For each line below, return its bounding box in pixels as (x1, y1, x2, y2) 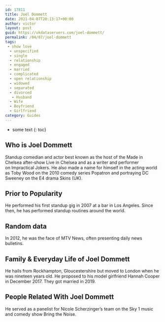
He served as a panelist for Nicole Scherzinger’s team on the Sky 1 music (5, 306, 154, 312)
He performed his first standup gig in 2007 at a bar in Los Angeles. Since (5, 202, 154, 208)
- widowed (9, 81, 30, 86)
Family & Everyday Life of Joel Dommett (5, 255, 130, 263)
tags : (5, 40, 16, 45)
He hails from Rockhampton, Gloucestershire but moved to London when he (5, 268, 159, 274)
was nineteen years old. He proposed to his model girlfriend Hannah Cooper (5, 273, 160, 279)
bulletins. (5, 240, 24, 246)
